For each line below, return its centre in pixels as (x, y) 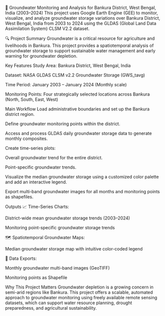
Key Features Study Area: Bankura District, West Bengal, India (68, 66)
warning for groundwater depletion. (41, 56)
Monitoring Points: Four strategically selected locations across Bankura (78, 94)
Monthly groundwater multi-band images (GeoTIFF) (58, 268)
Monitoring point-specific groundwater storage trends (60, 228)
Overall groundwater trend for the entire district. (54, 158)
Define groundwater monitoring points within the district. (63, 124)
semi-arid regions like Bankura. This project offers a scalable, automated (79, 292)
